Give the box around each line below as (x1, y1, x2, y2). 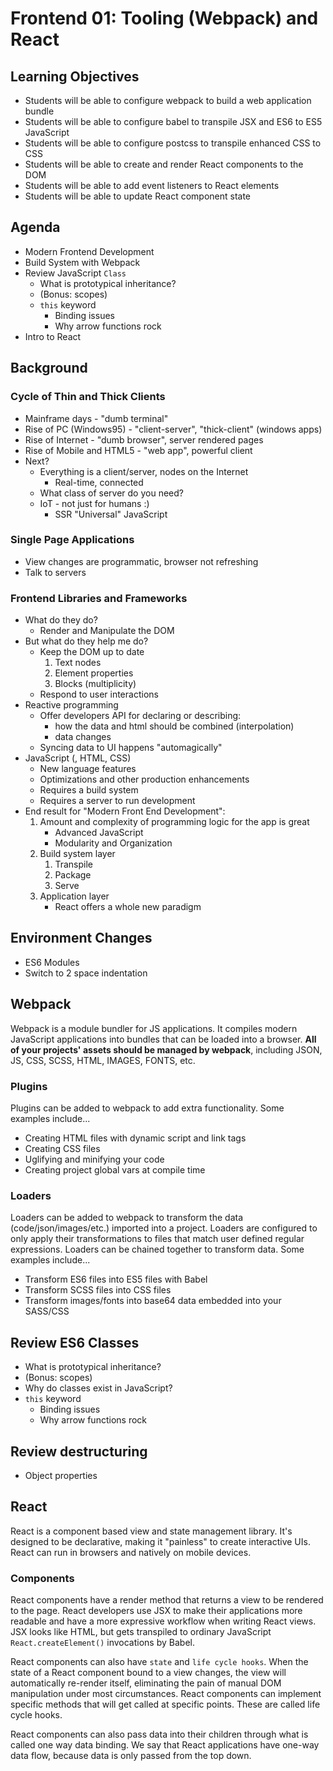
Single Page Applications (10, 533, 135, 547)
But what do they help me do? (24, 635, 149, 647)
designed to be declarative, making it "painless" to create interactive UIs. (10, 1535, 311, 1547)
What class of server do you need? (39, 487, 184, 499)
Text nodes (54, 657, 102, 669)
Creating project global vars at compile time (24, 1164, 206, 1176)
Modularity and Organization (54, 837, 173, 849)
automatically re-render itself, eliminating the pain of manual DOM (10, 1677, 282, 1689)
